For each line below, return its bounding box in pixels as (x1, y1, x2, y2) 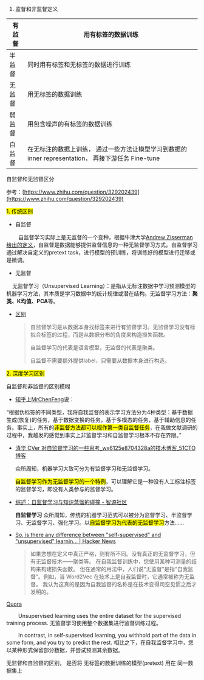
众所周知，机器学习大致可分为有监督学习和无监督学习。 (15, 465, 154, 472)
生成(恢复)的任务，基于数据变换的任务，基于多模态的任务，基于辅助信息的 (6, 416, 191, 423)
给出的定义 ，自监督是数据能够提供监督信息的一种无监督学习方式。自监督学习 (6, 241, 198, 248)
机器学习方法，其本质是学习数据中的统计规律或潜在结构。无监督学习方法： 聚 (6, 290, 198, 297)
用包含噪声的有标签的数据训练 (27, 120, 113, 128)
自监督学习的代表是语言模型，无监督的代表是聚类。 (30, 344, 158, 351)
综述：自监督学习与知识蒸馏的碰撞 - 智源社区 (15, 499, 127, 505)
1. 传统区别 (6, 208, 33, 215)
